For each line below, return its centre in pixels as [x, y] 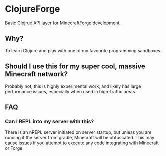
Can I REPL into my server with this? [50, 121]
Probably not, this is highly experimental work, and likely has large [73, 86]
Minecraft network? [37, 74]
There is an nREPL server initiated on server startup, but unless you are [78, 132]
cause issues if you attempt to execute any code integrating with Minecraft [82, 143]
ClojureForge [33, 9]
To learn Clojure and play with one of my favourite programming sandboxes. [83, 50]
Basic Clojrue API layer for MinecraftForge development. [63, 23]
